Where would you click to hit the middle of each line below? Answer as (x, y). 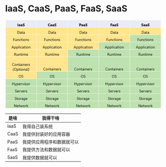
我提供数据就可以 (40, 157)
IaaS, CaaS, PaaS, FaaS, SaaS (66, 9)
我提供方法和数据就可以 (46, 150)
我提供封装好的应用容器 (46, 134)
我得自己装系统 (37, 126)
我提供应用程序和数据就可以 (50, 142)
